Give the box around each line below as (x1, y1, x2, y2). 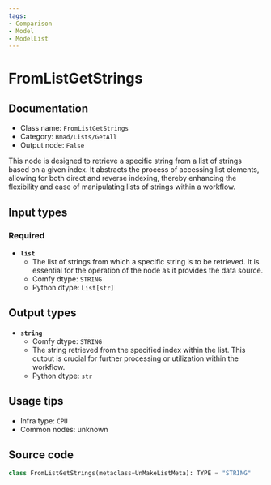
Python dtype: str (32, 371, 93, 380)
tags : (8, 11, 27, 20)
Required (8, 230, 45, 241)
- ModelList (8, 34, 49, 43)
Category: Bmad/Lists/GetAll (19, 131, 117, 142)
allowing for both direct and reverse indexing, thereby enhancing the (8, 174, 237, 183)
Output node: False (19, 140, 85, 150)
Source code (8, 448, 74, 461)
